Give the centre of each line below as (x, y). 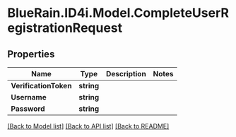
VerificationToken (41, 86)
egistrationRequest (65, 28)
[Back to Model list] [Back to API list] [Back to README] (88, 126)
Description (126, 74)
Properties (31, 54)
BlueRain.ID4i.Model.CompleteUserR (118, 13)
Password (28, 109)
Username (29, 97)
